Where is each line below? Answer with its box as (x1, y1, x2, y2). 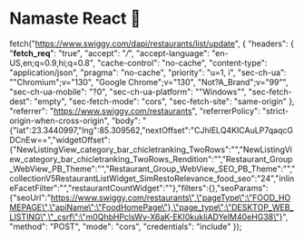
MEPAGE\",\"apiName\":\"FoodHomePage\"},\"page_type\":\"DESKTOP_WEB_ (9, 201, 294, 212)
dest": (9, 95, 33, 107)
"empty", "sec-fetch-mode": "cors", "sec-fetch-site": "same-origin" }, (34, 95, 295, 107)
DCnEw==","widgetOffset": (9, 134, 111, 145)
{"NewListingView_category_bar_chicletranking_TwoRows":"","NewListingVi (9, 144, 293, 155)
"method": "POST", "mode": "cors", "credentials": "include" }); (9, 221, 242, 232)
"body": (111, 115, 141, 126)
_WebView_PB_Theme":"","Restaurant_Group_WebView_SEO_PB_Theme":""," (9, 163, 296, 174)
